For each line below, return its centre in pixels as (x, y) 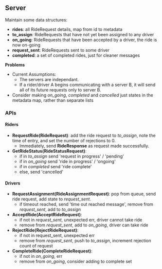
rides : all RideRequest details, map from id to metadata (67, 29)
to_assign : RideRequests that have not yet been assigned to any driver (83, 34)
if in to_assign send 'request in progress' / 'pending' (72, 156)
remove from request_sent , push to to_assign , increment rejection (85, 241)
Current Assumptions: (34, 74)
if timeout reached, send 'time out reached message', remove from (86, 204)
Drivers (13, 183)
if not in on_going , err (41, 256)
